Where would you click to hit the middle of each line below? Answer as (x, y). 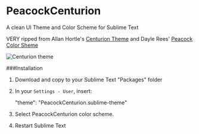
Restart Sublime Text (40, 125)
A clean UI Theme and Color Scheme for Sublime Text (72, 27)
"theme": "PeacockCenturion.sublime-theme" (71, 103)
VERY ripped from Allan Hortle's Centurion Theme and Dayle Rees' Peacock (99, 39)
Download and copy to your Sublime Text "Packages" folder (88, 79)
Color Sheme (22, 45)
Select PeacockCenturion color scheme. (64, 114)
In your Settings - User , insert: (53, 91)
